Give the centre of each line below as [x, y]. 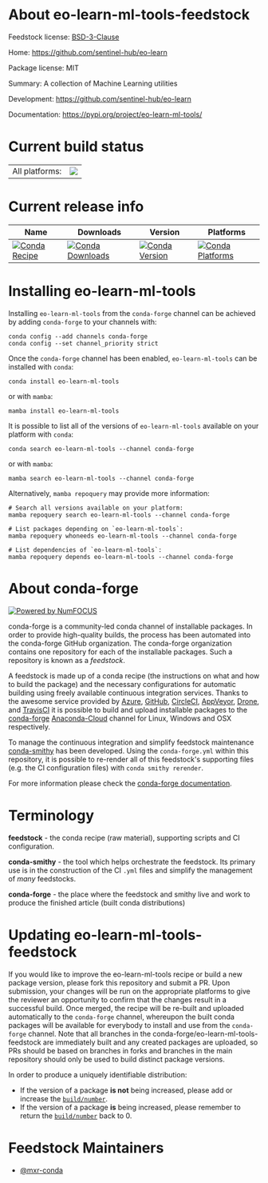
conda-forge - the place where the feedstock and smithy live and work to [129, 894]
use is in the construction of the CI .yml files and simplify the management [130, 870]
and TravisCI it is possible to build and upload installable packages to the [128, 709]
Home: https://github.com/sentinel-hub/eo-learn [88, 52]
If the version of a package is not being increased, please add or [126, 1090]
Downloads [99, 232]
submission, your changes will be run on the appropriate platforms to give [130, 991]
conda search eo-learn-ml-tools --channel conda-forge [101, 449]
